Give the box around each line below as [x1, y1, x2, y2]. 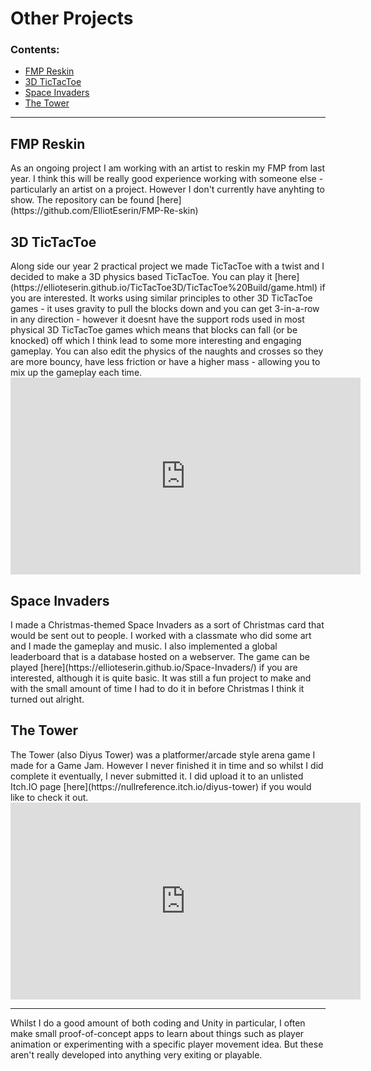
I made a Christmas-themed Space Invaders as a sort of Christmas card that [10, 618, 325, 631]
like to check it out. [10, 791, 89, 803]
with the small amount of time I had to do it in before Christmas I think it [10, 682, 305, 694]
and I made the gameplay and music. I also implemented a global [10, 640, 278, 652]
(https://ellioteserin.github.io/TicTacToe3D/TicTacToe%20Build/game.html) [10, 282, 318, 294]
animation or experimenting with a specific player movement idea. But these [10, 1038, 324, 1050]
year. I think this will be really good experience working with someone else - [10, 173, 324, 185]
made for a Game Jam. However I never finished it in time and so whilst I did [10, 759, 324, 771]
